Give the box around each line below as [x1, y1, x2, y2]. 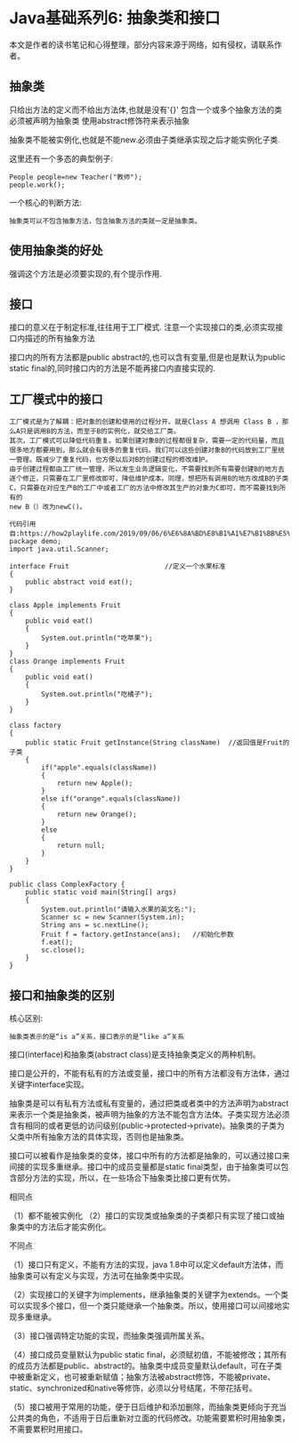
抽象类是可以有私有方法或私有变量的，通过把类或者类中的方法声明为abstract [9, 1098, 289, 1108]
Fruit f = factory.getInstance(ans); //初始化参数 [41, 931, 234, 939]
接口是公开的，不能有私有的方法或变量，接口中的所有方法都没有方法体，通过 [9, 1068, 290, 1078]
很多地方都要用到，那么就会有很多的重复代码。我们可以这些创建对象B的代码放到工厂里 [9, 446, 279, 455]
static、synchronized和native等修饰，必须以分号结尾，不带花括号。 [9, 1383, 257, 1393]
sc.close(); [41, 946, 86, 955]
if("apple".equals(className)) [41, 763, 158, 772]
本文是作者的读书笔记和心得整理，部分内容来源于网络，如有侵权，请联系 [9, 39, 274, 50]
